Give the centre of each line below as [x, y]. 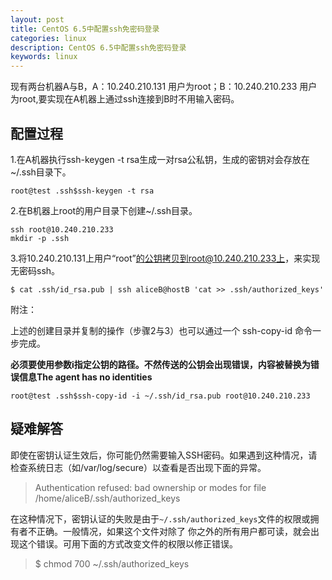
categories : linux [48, 38]
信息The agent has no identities [85, 377]
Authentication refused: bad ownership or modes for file [150, 487]
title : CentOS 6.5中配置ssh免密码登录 [85, 29]
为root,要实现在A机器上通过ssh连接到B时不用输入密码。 [125, 99]
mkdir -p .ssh [40, 238]
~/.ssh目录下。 [41, 172]
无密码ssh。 [35, 270]
